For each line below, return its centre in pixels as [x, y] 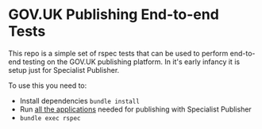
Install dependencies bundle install [80, 101]
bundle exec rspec [50, 118]
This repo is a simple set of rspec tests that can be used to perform [118, 53]
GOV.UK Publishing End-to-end [114, 15]
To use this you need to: [48, 85]
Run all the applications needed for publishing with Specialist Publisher [135, 109]
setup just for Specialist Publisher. [64, 70]
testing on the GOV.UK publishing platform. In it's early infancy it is [131, 62]
